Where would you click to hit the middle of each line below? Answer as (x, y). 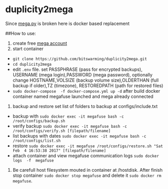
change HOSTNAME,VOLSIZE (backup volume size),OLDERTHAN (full (86, 80)
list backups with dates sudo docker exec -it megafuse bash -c (79, 136)
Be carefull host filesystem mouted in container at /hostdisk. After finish (88, 170)
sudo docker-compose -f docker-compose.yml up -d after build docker (86, 91)
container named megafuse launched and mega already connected (83, 96)
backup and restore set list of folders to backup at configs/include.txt (85, 106)
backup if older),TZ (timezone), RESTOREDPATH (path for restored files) (88, 86)
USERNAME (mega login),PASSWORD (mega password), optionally (82, 74)
